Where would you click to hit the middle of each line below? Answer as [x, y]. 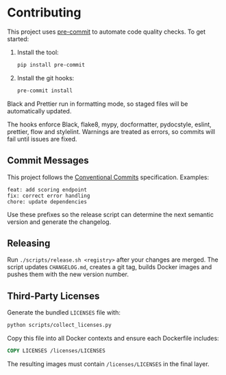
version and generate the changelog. [59, 222]
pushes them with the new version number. [68, 274]
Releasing [29, 243]
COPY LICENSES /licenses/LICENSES [56, 351]
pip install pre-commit [51, 65]
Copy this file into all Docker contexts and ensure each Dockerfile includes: [113, 338]
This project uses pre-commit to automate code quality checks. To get [106, 32]
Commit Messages [48, 160]
